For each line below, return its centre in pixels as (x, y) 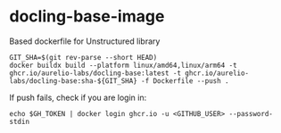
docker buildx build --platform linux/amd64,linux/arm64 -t (124, 65)
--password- (251, 113)
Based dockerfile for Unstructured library (85, 41)
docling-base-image (87, 17)
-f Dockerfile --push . (185, 81)
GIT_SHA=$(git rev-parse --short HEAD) (83, 57)
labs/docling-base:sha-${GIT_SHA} (74, 81)
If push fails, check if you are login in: (78, 97)
